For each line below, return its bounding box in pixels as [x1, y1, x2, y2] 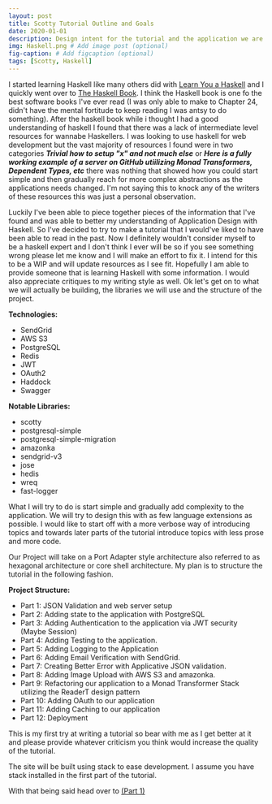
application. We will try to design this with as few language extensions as [8, 510, 253, 520]
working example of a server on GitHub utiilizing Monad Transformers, [8, 157, 253, 166]
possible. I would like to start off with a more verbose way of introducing [8, 519, 250, 529]
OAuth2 [19, 368, 46, 378]
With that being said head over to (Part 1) [8, 785, 145, 796]
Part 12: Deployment [19, 712, 89, 723]
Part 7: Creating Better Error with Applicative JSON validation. [19, 661, 227, 671]
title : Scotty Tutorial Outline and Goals [8, 19, 154, 28]
